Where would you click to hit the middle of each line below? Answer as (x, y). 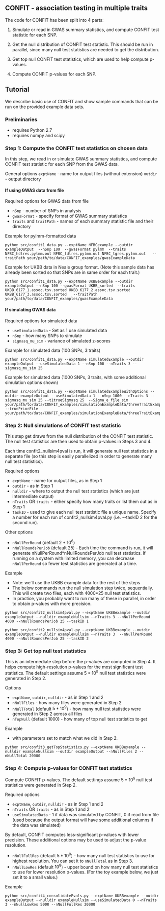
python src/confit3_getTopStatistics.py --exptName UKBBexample (72, 747)
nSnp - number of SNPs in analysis (47, 211)
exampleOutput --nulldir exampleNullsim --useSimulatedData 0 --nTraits (81, 900)
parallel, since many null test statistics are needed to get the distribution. (86, 49)
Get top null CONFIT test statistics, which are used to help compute (80, 59)
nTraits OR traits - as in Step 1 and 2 (51, 809)
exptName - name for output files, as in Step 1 (57, 480)
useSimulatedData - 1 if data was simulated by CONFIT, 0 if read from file (85, 815)
